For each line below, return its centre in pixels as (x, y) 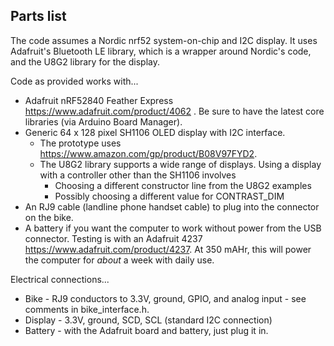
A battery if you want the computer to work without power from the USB (173, 228)
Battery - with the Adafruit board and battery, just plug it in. (146, 330)
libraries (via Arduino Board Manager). (103, 121)
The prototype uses (80, 143)
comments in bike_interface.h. (87, 309)
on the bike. (49, 217)
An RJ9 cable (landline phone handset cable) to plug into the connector (172, 206)
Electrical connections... (60, 279)
